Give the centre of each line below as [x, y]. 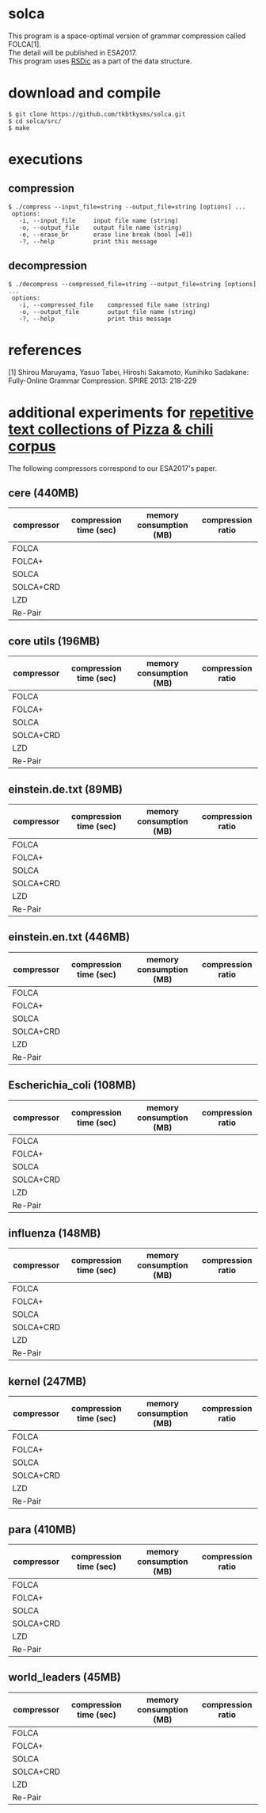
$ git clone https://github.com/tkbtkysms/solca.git [97, 114]
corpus [32, 446]
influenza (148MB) [55, 1234]
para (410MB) [42, 1530]
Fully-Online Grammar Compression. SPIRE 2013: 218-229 [103, 381]
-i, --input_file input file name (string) [99, 220]
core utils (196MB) [54, 641]
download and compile [84, 93]
